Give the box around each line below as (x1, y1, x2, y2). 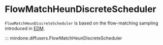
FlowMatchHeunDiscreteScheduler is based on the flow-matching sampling (5, 20, 158, 26)
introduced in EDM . (5, 25, 45, 31)
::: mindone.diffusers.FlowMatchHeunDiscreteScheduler (5, 35, 122, 41)
